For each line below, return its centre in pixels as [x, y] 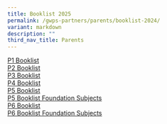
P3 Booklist [24, 76]
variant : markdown [34, 27]
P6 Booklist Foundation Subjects [55, 113]
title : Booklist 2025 [39, 14]
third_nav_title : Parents [45, 40]
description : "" [31, 34]
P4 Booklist [24, 83]
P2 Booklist [24, 68]
